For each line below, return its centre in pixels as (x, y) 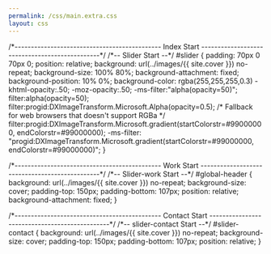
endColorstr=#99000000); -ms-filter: (79, 132)
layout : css (28, 23)
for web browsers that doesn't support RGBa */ (87, 115)
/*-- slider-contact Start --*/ (164, 224)
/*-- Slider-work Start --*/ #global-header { (180, 174)
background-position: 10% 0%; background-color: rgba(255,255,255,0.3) (131, 81)
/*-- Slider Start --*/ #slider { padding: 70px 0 (184, 55)
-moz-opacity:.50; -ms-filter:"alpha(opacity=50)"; (155, 89)
